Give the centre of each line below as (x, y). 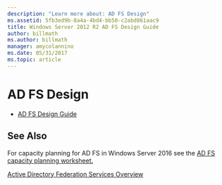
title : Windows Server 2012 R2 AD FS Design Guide (83, 27)
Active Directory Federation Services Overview (75, 174)
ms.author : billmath (38, 40)
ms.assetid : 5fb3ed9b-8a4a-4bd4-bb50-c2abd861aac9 (83, 20)
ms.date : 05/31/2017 (38, 53)
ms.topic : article (34, 60)
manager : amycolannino (41, 46)
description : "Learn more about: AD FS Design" (79, 14)
